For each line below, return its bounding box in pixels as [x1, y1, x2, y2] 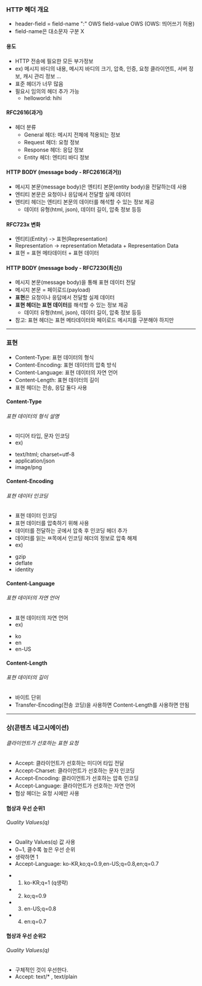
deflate [14, 560, 33, 567]
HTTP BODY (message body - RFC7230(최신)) [6, 264, 123, 271]
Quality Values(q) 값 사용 [14, 838, 76, 845]
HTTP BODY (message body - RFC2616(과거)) [6, 168, 121, 176]
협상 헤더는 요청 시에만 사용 [14, 789, 80, 796]
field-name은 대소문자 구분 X [14, 28, 85, 35]
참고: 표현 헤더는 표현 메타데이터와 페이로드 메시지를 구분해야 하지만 [14, 316, 174, 324]
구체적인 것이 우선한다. [14, 966, 69, 973]
